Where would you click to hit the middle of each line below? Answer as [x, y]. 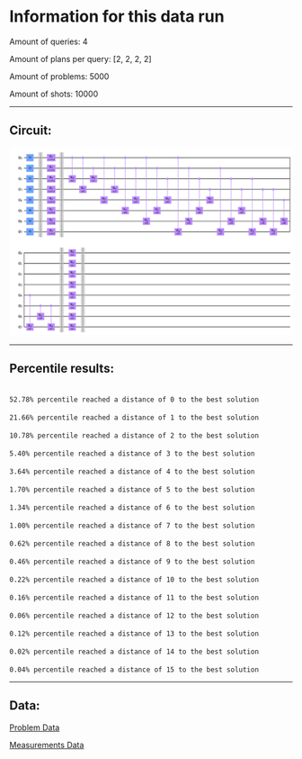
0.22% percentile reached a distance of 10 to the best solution [134, 579]
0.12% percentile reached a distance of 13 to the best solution [134, 633]
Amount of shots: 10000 [54, 94]
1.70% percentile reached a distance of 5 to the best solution [132, 489]
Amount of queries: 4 [49, 41]
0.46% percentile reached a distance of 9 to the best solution [132, 561]
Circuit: [31, 131]
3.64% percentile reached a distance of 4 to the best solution [132, 471]
